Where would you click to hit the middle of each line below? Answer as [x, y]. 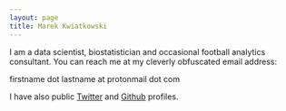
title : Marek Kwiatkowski [58, 26]
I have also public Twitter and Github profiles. [94, 97]
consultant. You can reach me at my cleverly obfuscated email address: [143, 61]
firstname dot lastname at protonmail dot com [94, 79]
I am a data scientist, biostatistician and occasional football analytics [138, 51]
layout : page [34, 18]
